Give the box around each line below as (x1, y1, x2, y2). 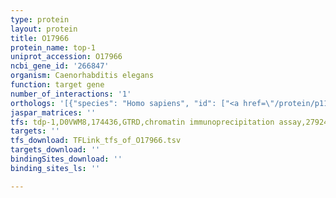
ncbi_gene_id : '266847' (10, 61, 110, 71)
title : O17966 (10, 33, 70, 43)
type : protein (10, 14, 70, 25)
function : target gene (10, 80, 105, 90)
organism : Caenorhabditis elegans (10, 71, 155, 81)
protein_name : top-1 (10, 42, 97, 53)
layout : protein (10, 24, 78, 34)
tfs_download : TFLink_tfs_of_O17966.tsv (10, 136, 182, 146)
